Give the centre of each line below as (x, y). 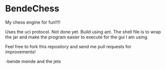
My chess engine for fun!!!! (33, 22)
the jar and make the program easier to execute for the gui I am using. (77, 37)
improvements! (20, 52)
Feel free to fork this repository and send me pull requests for (68, 46)
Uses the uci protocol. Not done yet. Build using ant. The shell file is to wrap (83, 32)
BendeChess (32, 9)
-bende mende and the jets (33, 61)
